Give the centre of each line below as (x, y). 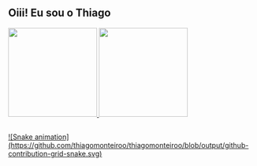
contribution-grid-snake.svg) (55, 154)
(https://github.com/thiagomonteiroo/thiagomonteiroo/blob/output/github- (128, 145)
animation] (52, 137)
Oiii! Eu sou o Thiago (60, 13)
